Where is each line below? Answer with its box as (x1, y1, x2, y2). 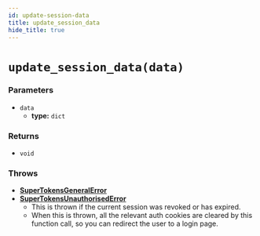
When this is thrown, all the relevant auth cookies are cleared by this (31, 211, 253, 220)
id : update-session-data (8, 11, 90, 20)
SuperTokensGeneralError (19, 186, 108, 195)
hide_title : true (8, 26, 65, 34)
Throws (8, 168, 38, 179)
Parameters (8, 85, 53, 96)
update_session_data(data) (8, 60, 185, 74)
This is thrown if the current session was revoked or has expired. (31, 202, 241, 212)
